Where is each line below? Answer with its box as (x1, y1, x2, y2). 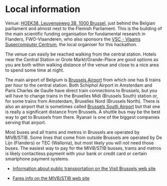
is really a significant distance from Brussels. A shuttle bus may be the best (5, 109, 160, 115)
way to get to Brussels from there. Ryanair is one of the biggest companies (5, 114, 160, 120)
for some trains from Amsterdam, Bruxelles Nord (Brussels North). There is (5, 98, 159, 104)
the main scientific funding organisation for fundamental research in (5, 31, 145, 37)
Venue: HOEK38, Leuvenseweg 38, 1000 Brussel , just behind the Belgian (5, 20, 155, 26)
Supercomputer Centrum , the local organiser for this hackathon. (5, 41, 137, 47)
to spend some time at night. (5, 67, 64, 73)
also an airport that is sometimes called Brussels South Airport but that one (5, 103, 160, 109)
